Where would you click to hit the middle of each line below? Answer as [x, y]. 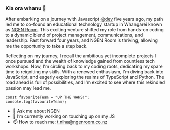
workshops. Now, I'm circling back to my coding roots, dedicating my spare [84, 67]
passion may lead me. [28, 88]
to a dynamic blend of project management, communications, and [74, 35]
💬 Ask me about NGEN [36, 111]
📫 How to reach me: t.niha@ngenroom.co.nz [60, 122]
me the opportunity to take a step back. [46, 46]
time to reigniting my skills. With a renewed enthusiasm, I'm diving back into [84, 72]
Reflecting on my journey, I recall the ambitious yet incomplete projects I [81, 56]
